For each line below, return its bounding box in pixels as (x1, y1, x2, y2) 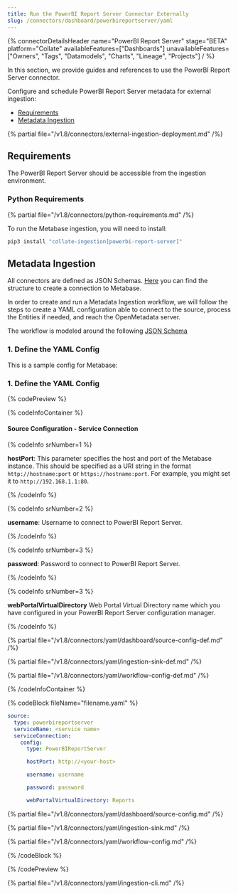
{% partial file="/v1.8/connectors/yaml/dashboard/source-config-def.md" (7, 636, 224, 644)
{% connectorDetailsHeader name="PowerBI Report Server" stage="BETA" (7, 36, 227, 45)
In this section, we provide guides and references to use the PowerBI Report (7, 65, 230, 74)
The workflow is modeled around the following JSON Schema (7, 326, 188, 335)
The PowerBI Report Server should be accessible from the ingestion (7, 169, 207, 178)
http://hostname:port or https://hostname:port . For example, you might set (7, 469, 231, 478)
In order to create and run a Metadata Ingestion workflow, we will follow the (7, 298, 229, 307)
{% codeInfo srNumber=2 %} (7, 504, 94, 513)
